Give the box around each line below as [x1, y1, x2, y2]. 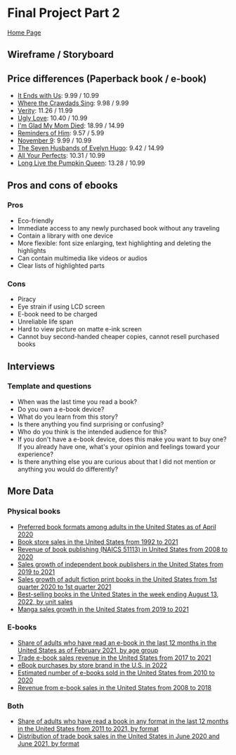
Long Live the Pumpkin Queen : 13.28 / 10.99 [17, 159, 145, 167]
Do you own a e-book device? [17, 405, 105, 413]
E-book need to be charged [17, 310, 98, 319]
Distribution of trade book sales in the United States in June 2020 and [17, 732, 220, 741]
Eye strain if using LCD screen [17, 302, 105, 311]
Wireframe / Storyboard [7, 49, 114, 61]
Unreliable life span [17, 317, 74, 326]
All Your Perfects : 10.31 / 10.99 [17, 152, 105, 160]
